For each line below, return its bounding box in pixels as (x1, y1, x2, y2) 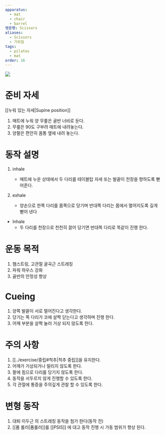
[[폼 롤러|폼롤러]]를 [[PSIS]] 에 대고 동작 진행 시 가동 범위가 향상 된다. (12, 424, 146, 430)
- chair (9, 16, 26, 21)
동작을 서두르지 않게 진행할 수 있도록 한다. (12, 375, 93, 381)
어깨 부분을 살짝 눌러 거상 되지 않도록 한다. (12, 320, 94, 326)
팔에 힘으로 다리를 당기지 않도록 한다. (12, 369, 84, 375)
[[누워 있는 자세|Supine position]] (5, 107, 71, 113)
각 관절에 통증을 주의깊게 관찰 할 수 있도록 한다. (12, 382, 103, 387)
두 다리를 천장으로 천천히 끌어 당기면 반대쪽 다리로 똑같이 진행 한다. (19, 225, 149, 231)
